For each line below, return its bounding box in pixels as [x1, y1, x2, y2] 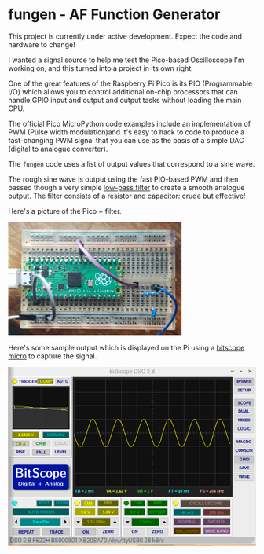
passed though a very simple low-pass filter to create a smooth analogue [8, 182, 245, 192]
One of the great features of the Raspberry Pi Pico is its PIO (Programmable [8, 79, 253, 88]
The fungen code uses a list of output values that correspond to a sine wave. [8, 159, 255, 168]
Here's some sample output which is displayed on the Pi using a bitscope [8, 343, 245, 352]
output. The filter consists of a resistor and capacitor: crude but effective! [8, 191, 246, 200]
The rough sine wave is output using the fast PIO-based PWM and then [8, 174, 239, 184]
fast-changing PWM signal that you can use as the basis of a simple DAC [8, 135, 244, 145]
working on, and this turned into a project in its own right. [8, 63, 194, 72]
